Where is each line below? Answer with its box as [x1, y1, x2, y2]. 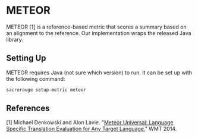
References [6, 103, 50, 114]
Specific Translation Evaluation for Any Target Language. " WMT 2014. [6, 126, 177, 133]
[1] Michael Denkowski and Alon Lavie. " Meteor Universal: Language [6, 119, 174, 126]
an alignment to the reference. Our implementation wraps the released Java [6, 29, 191, 36]
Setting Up [6, 53, 46, 63]
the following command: [6, 75, 65, 82]
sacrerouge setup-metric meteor [6, 87, 86, 93]
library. [6, 36, 24, 43]
